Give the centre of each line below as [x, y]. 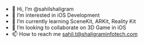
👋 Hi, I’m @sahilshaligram [43, 9]
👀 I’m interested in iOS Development [56, 15]
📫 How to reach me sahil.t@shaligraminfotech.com [75, 34]
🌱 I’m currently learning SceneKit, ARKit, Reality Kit [74, 21]
